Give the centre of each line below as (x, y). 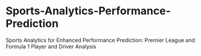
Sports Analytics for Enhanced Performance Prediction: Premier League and (101, 40)
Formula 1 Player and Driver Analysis (51, 46)
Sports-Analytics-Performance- (88, 11)
